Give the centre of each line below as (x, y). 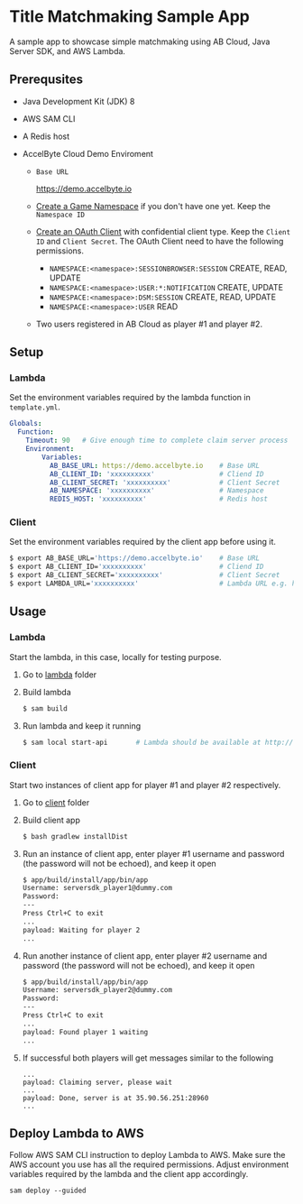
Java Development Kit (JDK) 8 (78, 101)
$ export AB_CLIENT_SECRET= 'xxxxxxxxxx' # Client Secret (145, 575)
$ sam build (45, 708)
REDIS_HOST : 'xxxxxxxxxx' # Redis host (159, 499)
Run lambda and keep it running (82, 726)
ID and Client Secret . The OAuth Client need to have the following (160, 241)
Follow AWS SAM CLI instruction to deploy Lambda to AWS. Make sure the (147, 1155)
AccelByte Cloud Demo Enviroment (87, 153)
